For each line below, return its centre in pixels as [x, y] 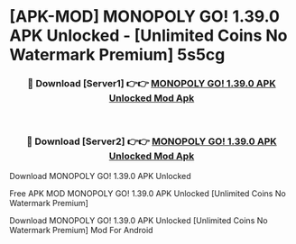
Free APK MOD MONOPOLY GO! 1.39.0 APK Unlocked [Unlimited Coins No [148, 193]
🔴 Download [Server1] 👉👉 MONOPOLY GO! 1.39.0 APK [152, 84]
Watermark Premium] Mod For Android [81, 230]
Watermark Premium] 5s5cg [117, 55]
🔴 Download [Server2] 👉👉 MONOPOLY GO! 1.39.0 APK [152, 141]
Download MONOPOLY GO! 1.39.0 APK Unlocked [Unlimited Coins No [139, 220]
